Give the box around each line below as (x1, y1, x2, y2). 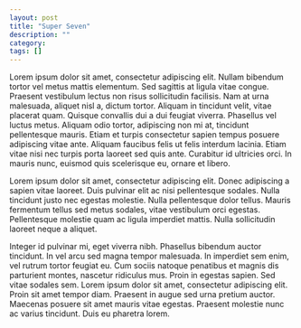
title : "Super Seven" (9, 22, 91, 31)
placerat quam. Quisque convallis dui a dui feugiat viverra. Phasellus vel (9, 110, 277, 121)
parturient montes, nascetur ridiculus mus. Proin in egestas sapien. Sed (9, 270, 276, 281)
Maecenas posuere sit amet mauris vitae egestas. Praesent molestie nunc (9, 299, 285, 310)
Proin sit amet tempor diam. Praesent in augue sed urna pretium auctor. (9, 289, 276, 300)
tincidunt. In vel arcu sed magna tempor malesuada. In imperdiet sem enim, (9, 250, 289, 262)
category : (9, 38, 47, 48)
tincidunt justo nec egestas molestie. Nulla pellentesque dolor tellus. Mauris (9, 195, 291, 206)
